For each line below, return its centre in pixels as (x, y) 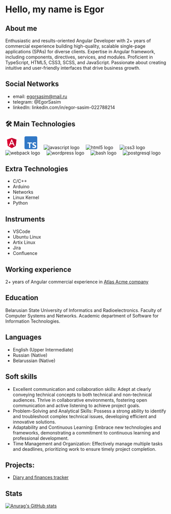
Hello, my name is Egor (55, 9)
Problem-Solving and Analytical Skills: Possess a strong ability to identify (89, 411)
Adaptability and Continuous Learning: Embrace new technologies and (87, 427)
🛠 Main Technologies (40, 124)
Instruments (25, 219)
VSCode (21, 231)
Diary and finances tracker (41, 478)
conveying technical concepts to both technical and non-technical (82, 394)
